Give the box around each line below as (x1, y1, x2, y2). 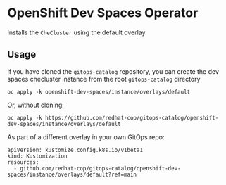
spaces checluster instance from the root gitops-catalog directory (7, 75, 201, 83)
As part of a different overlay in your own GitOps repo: (7, 132, 165, 141)
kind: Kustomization (7, 153, 68, 160)
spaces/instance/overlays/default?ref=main (7, 171, 137, 178)
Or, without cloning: (7, 101, 65, 109)
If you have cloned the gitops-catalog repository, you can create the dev (7, 67, 220, 75)
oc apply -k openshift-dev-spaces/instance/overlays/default (7, 88, 191, 96)
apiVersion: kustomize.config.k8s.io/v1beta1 (7, 146, 143, 153)
